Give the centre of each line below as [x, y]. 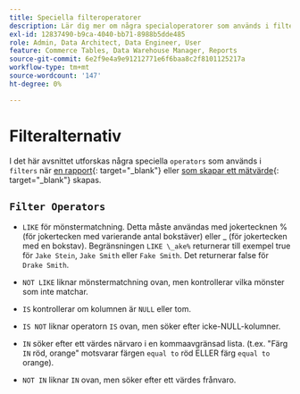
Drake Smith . [46, 265]
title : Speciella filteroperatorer [75, 17]
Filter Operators [57, 206]
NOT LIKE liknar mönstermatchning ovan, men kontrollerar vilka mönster [153, 282]
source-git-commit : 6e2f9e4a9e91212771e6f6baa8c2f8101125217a [127, 59]
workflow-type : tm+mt [50, 68]
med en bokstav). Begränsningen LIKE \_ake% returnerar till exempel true [156, 246]
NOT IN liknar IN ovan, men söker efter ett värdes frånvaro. [129, 380]
